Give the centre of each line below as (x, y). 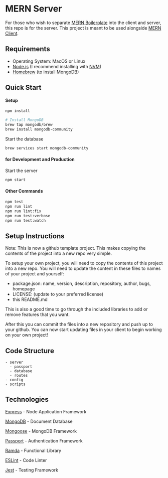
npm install (18, 111)
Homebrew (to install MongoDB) (46, 72)
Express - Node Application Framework (46, 411)
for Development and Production (40, 160)
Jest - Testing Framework (32, 470)
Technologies (27, 400)
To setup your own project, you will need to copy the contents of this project (84, 263)
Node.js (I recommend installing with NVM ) (57, 66)
